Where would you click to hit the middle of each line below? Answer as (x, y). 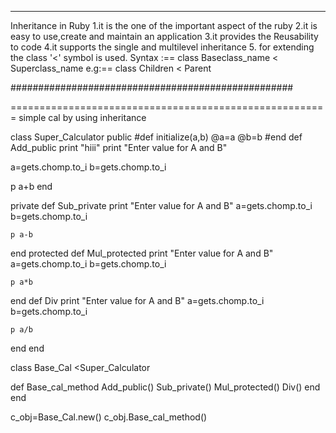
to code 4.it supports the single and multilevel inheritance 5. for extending (162, 47)
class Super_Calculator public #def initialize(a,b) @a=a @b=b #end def (156, 137)
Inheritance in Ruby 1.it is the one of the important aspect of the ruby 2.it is (164, 25)
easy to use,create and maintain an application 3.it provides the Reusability (164, 36)
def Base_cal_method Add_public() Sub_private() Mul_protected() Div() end (165, 387)
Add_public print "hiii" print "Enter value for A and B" (119, 147)
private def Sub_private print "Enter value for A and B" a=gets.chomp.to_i (161, 205)
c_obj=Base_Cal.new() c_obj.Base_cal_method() (109, 417)
